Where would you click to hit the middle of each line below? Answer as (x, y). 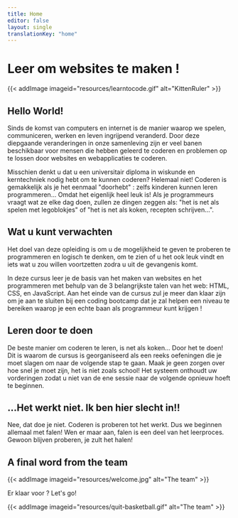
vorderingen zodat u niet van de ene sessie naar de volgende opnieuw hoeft (119, 378)
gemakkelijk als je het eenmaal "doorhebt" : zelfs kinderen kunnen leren (113, 187)
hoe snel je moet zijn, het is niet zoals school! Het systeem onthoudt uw (112, 370)
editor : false (28, 21)
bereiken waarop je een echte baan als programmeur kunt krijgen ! (105, 308)
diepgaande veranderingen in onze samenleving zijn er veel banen (105, 143)
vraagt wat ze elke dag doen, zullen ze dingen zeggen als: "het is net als (113, 202)
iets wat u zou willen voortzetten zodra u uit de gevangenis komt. (103, 264)
